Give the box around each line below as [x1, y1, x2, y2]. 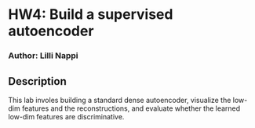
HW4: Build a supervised [8, 5, 173, 24]
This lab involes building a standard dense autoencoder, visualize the [8, 95, 231, 104]
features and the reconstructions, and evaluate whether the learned [22, 104, 241, 113]
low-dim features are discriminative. [8, 112, 125, 121]
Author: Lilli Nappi [8, 50, 78, 61]
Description [8, 75, 67, 88]
